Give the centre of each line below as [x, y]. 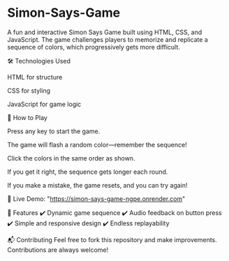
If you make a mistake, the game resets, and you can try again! [97, 185]
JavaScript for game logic [44, 104]
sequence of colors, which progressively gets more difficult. [94, 47]
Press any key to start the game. [54, 131]
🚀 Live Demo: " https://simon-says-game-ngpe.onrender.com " [96, 199]
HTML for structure [35, 77]
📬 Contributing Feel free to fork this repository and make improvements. [112, 239]
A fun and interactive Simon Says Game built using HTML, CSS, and [105, 32]
